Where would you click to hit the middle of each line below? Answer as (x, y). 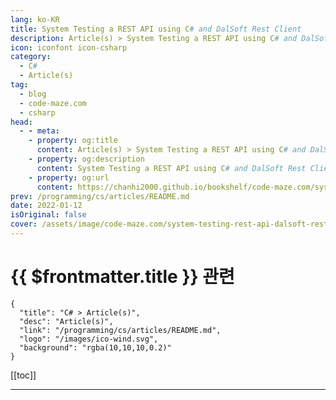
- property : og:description (86, 159)
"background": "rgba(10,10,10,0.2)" (95, 347)
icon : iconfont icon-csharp (69, 47)
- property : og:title (73, 141)
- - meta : (39, 131)
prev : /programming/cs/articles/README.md (100, 196)
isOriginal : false (48, 215)
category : (31, 57)
